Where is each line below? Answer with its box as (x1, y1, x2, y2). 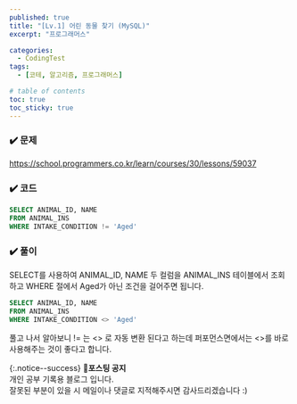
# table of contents (9, 87, 87, 95)
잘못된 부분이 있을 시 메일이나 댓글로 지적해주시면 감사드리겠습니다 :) (9, 384, 248, 395)
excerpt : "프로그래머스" (9, 29, 91, 38)
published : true (9, 12, 70, 22)
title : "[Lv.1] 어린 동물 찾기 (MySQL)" (9, 21, 150, 30)
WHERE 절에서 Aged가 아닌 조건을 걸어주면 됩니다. (25, 281, 204, 292)
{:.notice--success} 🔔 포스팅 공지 (9, 362, 127, 373)
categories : (9, 45, 54, 54)
